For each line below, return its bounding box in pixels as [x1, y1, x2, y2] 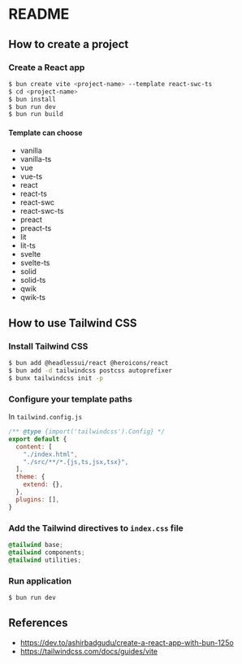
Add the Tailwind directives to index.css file [8, 522, 184, 533]
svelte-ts [19, 258, 50, 268]
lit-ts [19, 241, 37, 250]
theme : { [15, 473, 45, 481]
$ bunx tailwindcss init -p [8, 374, 104, 382]
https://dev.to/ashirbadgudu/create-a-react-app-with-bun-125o [19, 637, 234, 647]
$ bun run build [8, 111, 63, 119]
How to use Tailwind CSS [8, 316, 137, 330]
